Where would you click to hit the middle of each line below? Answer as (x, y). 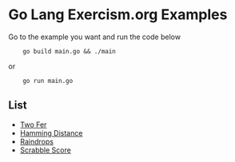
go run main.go (48, 81)
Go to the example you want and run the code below (95, 37)
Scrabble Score (46, 150)
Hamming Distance (51, 132)
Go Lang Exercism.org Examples (118, 15)
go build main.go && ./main (69, 51)
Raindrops (37, 141)
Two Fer (33, 124)
